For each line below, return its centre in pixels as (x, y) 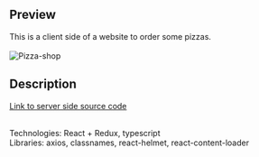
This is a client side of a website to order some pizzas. (111, 36)
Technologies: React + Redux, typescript (85, 133)
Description (43, 84)
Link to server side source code (68, 106)
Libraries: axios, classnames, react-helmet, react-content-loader (129, 143)
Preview (33, 15)
